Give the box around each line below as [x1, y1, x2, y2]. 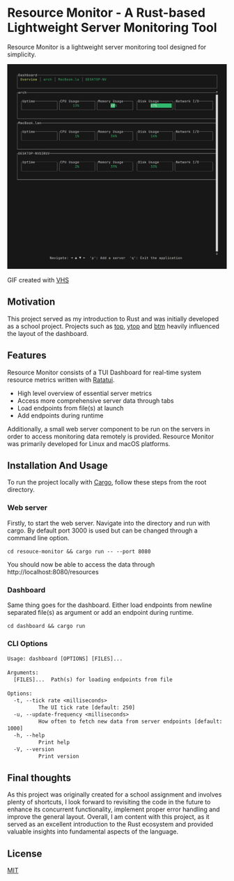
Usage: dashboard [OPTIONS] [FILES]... [7, 655, 123, 663]
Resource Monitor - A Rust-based [7, 5, 205, 21]
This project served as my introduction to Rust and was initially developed [7, 314, 219, 323]
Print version [38, 753, 79, 760]
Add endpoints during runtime [17, 411, 104, 420]
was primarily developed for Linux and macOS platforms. [7, 439, 171, 447]
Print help [38, 739, 70, 746]
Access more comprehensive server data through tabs [17, 396, 174, 405]
